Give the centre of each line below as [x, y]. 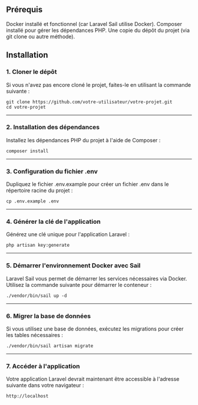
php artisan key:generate [38, 245]
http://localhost [27, 396]
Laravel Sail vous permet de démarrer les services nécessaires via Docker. [97, 278]
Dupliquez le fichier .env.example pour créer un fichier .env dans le [88, 184]
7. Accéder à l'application [43, 366]
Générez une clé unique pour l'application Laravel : [68, 234]
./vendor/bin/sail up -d [37, 295]
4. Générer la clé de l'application [54, 222]
